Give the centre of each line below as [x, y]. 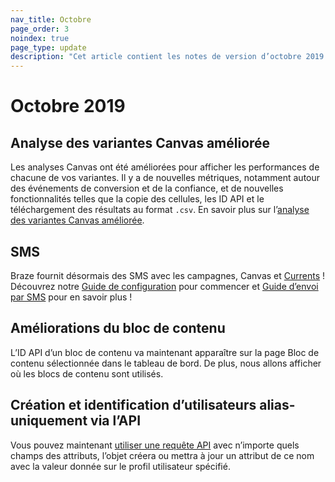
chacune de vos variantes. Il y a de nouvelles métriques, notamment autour [165, 178]
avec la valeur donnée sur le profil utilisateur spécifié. [120, 466]
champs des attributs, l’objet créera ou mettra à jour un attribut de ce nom [162, 455]
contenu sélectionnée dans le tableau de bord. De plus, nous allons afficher [166, 363]
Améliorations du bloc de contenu [118, 328]
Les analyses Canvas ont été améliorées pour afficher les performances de [165, 167]
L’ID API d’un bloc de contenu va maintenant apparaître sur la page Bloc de [165, 352]
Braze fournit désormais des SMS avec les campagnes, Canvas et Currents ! [168, 275]
